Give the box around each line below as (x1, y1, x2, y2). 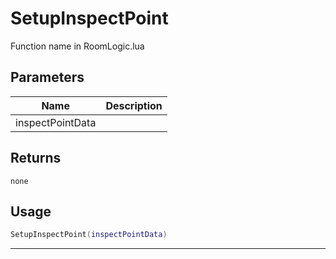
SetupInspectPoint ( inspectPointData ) (10, 230, 168, 240)
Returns (10, 150, 62, 167)
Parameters (10, 69, 85, 86)
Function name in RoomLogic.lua (10, 40, 145, 52)
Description (105, 98, 163, 112)
